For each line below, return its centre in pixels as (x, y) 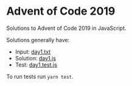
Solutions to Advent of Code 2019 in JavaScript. (66, 28)
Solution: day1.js (36, 58)
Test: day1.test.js (36, 65)
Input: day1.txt (33, 52)
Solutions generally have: (38, 40)
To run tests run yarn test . (40, 76)
